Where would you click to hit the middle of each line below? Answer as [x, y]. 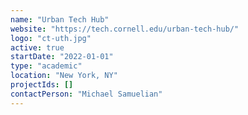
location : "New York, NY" [64, 76]
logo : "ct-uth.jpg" [51, 38]
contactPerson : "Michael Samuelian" [86, 94]
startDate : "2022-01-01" [62, 57]
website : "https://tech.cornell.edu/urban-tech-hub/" [125, 29]
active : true [37, 47]
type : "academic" [46, 66]
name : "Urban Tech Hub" [60, 19]
